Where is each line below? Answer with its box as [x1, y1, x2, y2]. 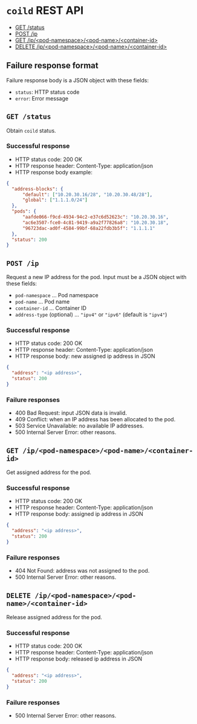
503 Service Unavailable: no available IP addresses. [15, 422, 144, 430]
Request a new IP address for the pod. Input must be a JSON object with [6, 274, 187, 281]
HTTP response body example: [15, 168, 92, 176]
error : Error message [15, 94, 68, 102]
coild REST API [6, 4, 84, 18]
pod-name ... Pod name [15, 298, 70, 306]
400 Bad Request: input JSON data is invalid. [15, 409, 128, 416]
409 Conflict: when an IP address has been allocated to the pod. [15, 416, 176, 423]
